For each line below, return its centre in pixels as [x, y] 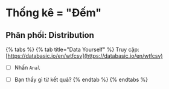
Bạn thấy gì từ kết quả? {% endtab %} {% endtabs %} [81, 80]
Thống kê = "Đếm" [54, 13]
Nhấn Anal [27, 67]
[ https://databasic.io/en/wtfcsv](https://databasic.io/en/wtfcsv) [84, 56]
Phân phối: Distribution [50, 35]
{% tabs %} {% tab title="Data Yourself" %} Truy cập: [72, 49]
